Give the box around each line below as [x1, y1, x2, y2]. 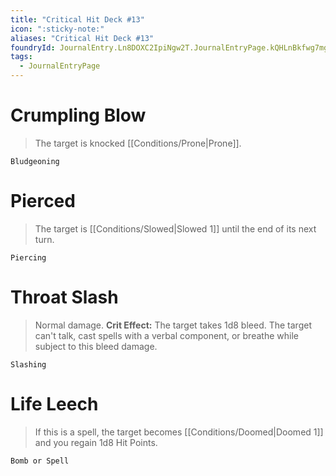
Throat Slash [10, 286, 119, 309]
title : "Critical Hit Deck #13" [10, 14, 145, 25]
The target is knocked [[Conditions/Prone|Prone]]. [34, 137, 242, 149]
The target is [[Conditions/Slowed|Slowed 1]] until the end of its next [34, 222, 317, 235]
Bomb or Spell [10, 456, 70, 466]
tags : [10, 52, 33, 62]
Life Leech [10, 393, 99, 415]
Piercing [10, 252, 47, 263]
